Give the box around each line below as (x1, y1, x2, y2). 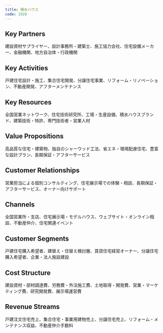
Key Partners (5, 30, 46, 38)
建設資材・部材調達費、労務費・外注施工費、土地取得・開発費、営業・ (5, 282, 146, 288)
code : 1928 (5, 12, 27, 17)
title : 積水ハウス (5, 7, 39, 12)
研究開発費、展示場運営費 (30, 289, 82, 294)
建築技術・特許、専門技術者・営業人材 (13, 118, 91, 124)
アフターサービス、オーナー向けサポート (5, 186, 86, 192)
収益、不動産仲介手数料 (26, 322, 73, 328)
